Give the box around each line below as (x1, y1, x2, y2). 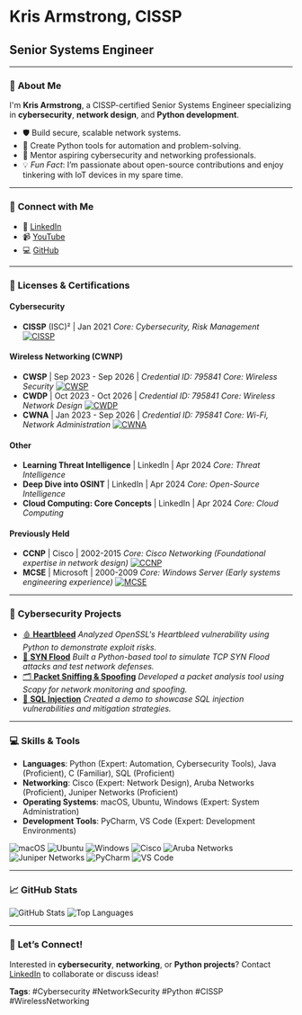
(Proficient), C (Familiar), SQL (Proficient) (22, 768, 175, 778)
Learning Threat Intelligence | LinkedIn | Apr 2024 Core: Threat (22, 460, 261, 471)
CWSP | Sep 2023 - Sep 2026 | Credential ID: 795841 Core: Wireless (22, 371, 278, 382)
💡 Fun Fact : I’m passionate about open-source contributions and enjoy (22, 159, 284, 170)
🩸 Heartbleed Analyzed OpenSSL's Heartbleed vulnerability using (22, 628, 270, 640)
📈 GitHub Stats (9, 884, 78, 896)
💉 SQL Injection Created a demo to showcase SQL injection (22, 693, 244, 704)
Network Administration (22, 418, 111, 429)
